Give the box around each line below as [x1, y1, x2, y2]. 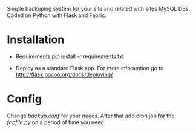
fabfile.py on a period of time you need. [7, 118, 106, 126]
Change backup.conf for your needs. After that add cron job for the [7, 112, 175, 119]
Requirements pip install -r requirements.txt [15, 53, 125, 60]
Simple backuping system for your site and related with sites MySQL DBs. [7, 5, 190, 12]
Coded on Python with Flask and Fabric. [7, 12, 106, 19]
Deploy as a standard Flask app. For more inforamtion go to [15, 64, 164, 71]
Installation [7, 33, 65, 47]
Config [7, 92, 42, 106]
